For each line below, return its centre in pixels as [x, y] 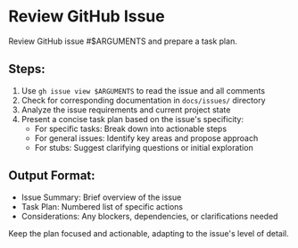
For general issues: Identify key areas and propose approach [146, 138]
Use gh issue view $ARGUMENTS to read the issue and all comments [143, 90]
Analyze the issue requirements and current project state [126, 110]
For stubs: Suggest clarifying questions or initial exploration [144, 147]
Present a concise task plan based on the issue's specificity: [132, 119]
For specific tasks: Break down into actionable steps [131, 128]
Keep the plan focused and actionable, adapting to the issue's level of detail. [149, 233]
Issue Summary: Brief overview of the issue [101, 197]
